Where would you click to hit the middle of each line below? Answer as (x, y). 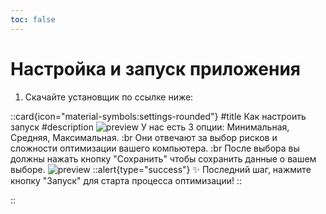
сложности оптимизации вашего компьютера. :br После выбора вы (155, 148)
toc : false (33, 19)
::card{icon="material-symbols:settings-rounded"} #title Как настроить (158, 116)
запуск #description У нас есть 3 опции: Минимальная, (150, 127)
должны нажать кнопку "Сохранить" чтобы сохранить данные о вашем (163, 158)
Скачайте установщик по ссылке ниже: (109, 97)
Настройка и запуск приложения (156, 68)
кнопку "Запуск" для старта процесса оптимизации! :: (126, 180)
